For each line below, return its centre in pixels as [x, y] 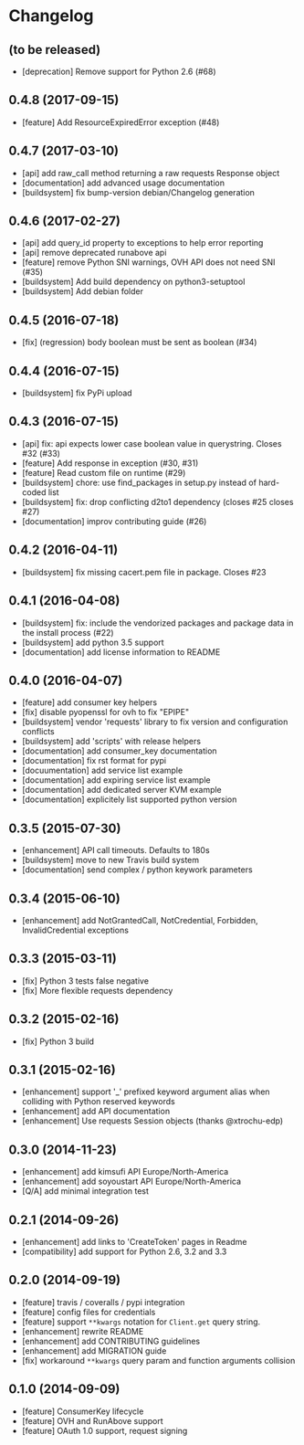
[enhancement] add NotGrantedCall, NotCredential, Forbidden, [140, 920]
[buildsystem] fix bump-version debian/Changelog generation [138, 192]
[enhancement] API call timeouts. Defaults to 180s [116, 850]
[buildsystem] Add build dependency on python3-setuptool [133, 282]
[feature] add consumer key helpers [89, 702]
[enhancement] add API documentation [96, 1112]
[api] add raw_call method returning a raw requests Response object [151, 173]
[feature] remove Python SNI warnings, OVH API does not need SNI [148, 262]
